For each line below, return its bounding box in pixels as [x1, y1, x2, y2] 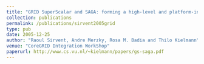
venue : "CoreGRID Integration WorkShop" [6, 43, 110, 49]
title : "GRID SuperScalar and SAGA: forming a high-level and [6, 9, 167, 15]
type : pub [6, 26, 32, 32]
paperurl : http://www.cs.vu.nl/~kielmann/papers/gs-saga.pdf [6, 49, 165, 55]
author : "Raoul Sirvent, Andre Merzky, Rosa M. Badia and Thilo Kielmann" [6, 37, 200, 43]
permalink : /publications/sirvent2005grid [6, 20, 115, 26]
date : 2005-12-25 [6, 32, 50, 38]
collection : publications [6, 15, 72, 21]
